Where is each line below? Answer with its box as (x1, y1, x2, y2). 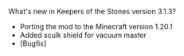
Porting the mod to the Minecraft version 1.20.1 (19, 22, 173, 31)
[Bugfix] (19, 39, 47, 48)
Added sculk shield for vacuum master (19, 31, 147, 39)
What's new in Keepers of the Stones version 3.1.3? (8, 7, 177, 16)
